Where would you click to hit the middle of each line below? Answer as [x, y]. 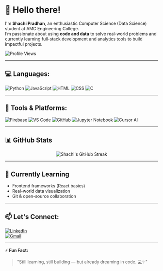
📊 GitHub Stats [29, 140]
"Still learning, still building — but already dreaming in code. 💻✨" [82, 262]
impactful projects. [24, 44]
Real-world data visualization [41, 191]
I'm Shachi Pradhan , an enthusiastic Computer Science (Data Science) [76, 23]
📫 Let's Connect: [32, 217]
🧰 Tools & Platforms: [36, 108]
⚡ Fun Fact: [16, 250]
